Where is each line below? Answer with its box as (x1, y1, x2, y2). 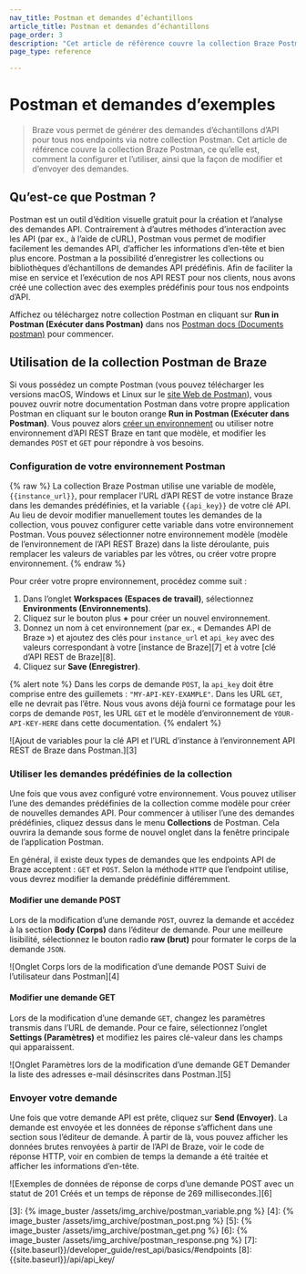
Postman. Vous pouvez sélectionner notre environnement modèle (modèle (9, 529, 289, 539)
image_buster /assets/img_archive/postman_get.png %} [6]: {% (9, 1225, 249, 1236)
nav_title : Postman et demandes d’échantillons (9, 13, 194, 23)
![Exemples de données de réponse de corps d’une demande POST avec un (9, 1177, 294, 1189)
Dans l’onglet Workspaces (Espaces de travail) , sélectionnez (22, 593, 254, 604)
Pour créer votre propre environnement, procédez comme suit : (9, 575, 248, 586)
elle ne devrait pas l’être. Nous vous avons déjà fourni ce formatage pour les (9, 698, 296, 709)
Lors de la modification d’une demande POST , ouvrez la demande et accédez (9, 915, 295, 926)
